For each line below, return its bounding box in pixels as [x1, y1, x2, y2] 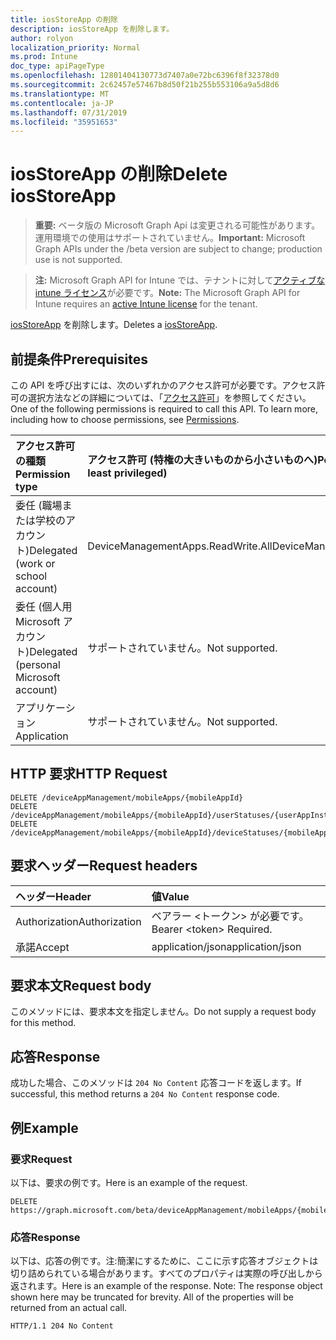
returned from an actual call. [10, 1302, 128, 1314]
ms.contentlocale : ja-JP [10, 98, 114, 108]
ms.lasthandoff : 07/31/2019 [10, 107, 128, 118]
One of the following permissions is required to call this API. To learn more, [10, 403, 319, 415]
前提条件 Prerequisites [10, 351, 148, 368]
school [15, 569, 48, 583]
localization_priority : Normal [10, 42, 141, 53]
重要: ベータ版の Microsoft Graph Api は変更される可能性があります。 [34, 219, 321, 231]
